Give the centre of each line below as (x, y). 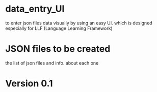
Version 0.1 (29, 84)
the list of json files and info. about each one (52, 63)
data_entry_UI (35, 9)
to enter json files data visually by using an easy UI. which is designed (79, 23)
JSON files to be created (58, 49)
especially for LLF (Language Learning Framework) (59, 28)
